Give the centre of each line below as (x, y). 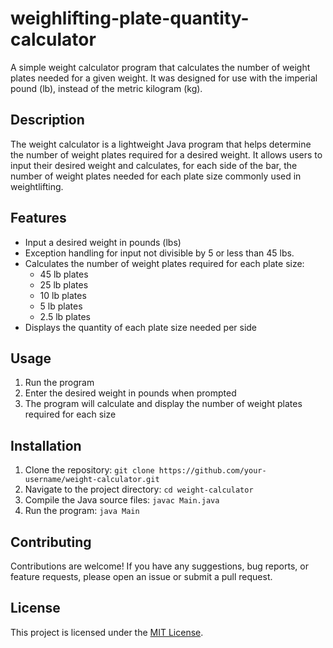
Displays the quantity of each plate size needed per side (141, 327)
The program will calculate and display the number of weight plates (163, 404)
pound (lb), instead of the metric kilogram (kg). (106, 88)
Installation (46, 445)
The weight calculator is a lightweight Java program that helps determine (161, 144)
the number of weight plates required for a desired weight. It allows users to (166, 154)
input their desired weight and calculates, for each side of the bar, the (154, 165)
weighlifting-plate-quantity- (130, 18)
